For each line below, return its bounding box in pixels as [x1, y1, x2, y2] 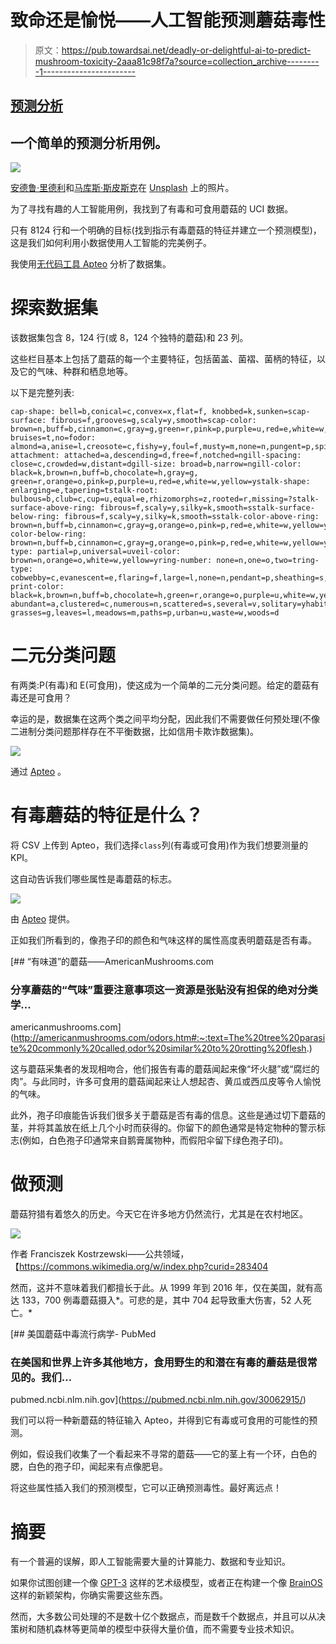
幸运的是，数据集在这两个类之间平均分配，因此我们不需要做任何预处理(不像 [10, 713, 321, 725]
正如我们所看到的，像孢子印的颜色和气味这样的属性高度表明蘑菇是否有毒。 [10, 934, 317, 946]
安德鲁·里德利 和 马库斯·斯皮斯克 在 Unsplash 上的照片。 [10, 182, 235, 194]
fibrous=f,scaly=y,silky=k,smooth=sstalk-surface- [99, 503, 315, 513]
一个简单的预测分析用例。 [10, 134, 168, 151]
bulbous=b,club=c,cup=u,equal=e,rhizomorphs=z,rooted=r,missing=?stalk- [10, 494, 320, 505]
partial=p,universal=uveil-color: [36, 547, 182, 557]
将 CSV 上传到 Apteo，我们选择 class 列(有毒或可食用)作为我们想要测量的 [10, 839, 308, 851]
